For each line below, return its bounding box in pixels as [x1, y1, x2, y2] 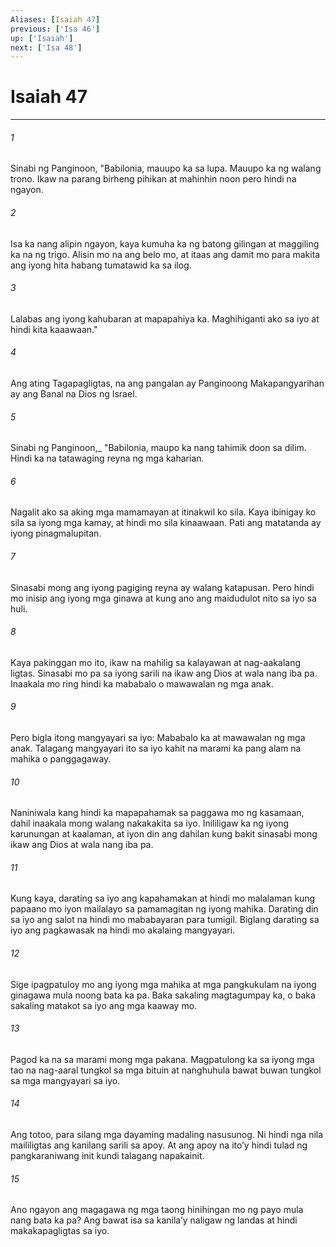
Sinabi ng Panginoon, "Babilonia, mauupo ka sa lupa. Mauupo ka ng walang [10, 162, 322, 175]
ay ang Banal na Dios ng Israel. [10, 388, 138, 400]
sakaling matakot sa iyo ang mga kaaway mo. [10, 999, 198, 1011]
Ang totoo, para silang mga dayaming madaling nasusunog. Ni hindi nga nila [10, 1129, 324, 1141]
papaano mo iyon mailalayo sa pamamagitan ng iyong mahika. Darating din [10, 903, 319, 915]
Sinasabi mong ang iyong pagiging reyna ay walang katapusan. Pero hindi [10, 581, 315, 593]
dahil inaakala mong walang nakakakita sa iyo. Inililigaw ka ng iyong [10, 817, 289, 830]
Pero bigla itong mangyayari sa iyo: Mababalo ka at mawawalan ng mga [10, 732, 306, 744]
